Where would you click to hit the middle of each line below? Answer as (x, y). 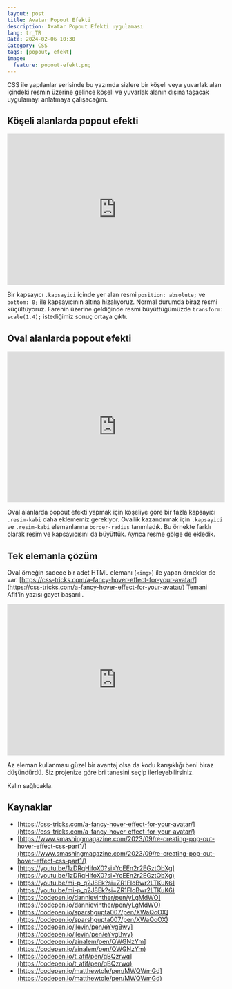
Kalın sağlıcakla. (30, 786)
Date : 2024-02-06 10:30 (41, 39)
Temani (197, 587)
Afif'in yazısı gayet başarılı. (46, 595)
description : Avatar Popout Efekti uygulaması (75, 26)
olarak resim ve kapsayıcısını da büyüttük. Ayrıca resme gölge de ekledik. (111, 534)
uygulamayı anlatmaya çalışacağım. (58, 99)
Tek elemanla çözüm (52, 556)
